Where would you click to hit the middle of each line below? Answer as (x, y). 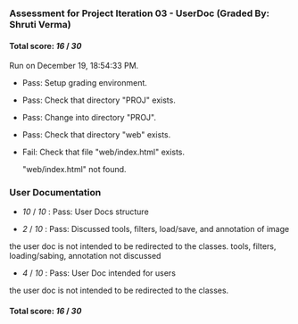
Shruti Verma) (40, 24)
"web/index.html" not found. (74, 170)
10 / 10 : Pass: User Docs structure (85, 212)
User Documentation (55, 193)
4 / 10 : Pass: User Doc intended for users (99, 273)
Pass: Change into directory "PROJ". (89, 118)
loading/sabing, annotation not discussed (85, 256)
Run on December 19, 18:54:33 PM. (74, 66)
